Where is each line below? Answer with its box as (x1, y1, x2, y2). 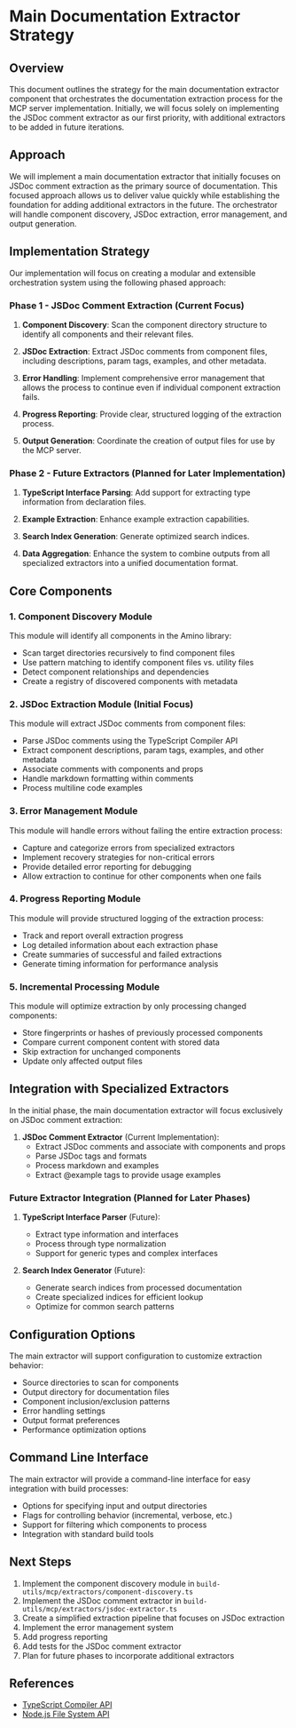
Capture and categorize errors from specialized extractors (21, 842, 235, 853)
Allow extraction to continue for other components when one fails (21, 871, 261, 881)
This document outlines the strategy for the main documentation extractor (9, 84, 280, 94)
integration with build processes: (9, 1483, 129, 1493)
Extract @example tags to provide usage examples (35, 1169, 222, 1180)
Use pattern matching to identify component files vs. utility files (21, 657, 254, 667)
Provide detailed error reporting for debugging (21, 861, 192, 872)
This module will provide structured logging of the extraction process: (9, 912, 264, 923)
